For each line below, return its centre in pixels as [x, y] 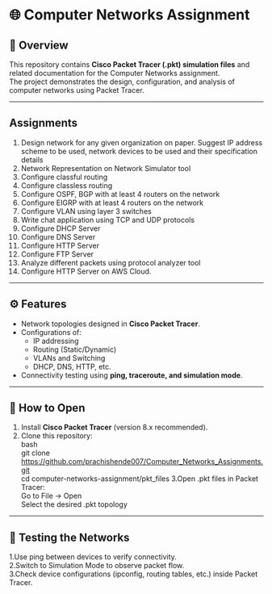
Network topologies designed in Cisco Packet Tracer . [111, 324]
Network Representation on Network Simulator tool [106, 168]
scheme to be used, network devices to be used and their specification [139, 151]
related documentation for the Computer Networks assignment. [115, 73]
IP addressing [56, 341]
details [32, 160]
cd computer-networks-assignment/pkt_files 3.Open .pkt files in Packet [140, 479]
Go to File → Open [51, 496]
